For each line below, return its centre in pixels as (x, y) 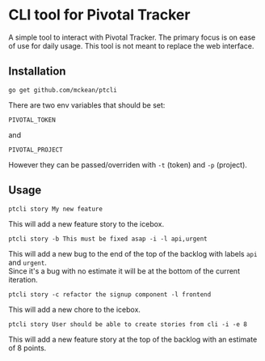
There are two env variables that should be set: (87, 105)
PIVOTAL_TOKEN (32, 120)
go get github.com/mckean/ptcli (63, 90)
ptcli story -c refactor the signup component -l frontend (110, 294)
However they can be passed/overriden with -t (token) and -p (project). (128, 164)
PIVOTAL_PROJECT (36, 150)
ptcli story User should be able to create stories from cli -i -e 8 (128, 324)
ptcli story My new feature (56, 209)
